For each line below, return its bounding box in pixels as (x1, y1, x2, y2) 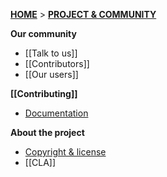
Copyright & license (24, 146, 107, 158)
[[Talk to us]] (24, 47, 78, 59)
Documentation (24, 107, 89, 119)
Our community (10, 28, 77, 39)
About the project (10, 127, 85, 138)
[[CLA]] (24, 157, 57, 168)
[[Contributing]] (10, 88, 78, 99)
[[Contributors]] (24, 58, 90, 69)
